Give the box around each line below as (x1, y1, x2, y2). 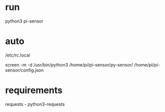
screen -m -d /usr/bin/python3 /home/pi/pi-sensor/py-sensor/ (5, 61, 133, 67)
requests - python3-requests (5, 101, 65, 107)
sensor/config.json (5, 67, 44, 73)
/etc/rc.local (5, 52, 30, 58)
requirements (5, 84, 62, 96)
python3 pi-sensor (5, 18, 43, 24)
